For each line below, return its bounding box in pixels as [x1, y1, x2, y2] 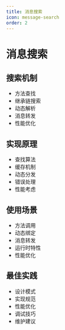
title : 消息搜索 [6, 8, 43, 15]
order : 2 [6, 20, 28, 26]
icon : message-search [6, 14, 60, 20]
